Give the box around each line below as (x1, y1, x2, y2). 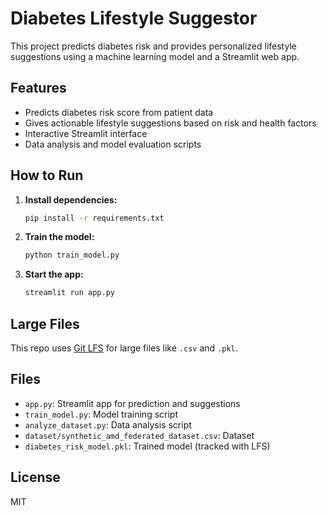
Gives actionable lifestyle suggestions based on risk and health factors (24, 117, 317, 129)
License (10, 469, 61, 486)
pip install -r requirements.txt (24, 213, 165, 223)
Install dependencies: (24, 193, 118, 206)
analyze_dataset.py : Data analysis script (24, 418, 192, 431)
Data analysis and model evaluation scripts (24, 138, 202, 150)
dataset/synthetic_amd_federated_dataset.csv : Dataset (24, 429, 255, 441)
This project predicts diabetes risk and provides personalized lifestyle (10, 40, 297, 52)
